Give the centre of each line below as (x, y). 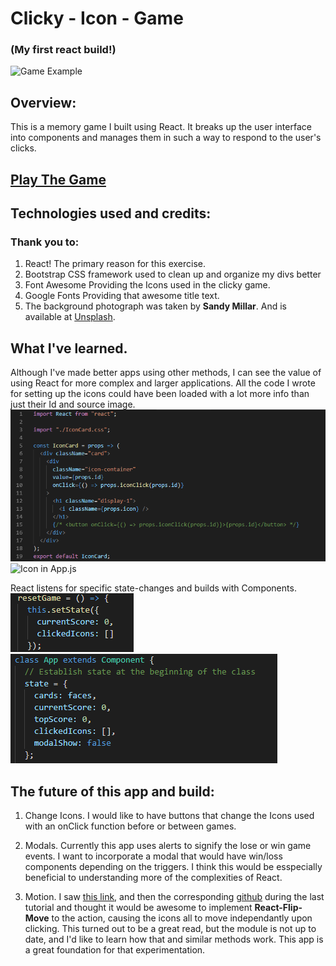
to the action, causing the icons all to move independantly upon (182, 918)
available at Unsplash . (70, 317)
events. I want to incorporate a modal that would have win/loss (153, 856)
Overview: (43, 102)
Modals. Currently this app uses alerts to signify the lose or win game (168, 845)
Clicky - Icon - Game (97, 18)
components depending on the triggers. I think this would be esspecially (173, 866)
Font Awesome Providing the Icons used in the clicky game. (147, 285)
